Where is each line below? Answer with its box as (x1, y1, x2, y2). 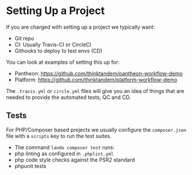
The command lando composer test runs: (14, 143, 115, 150)
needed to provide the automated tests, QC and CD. (6, 94, 131, 101)
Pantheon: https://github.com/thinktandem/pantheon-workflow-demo (14, 70, 183, 77)
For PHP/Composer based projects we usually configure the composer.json (6, 126, 187, 133)
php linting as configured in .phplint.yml (14, 150, 114, 157)
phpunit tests (14, 162, 47, 169)
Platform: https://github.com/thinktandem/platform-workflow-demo (14, 76, 177, 83)
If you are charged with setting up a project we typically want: (6, 23, 155, 30)
